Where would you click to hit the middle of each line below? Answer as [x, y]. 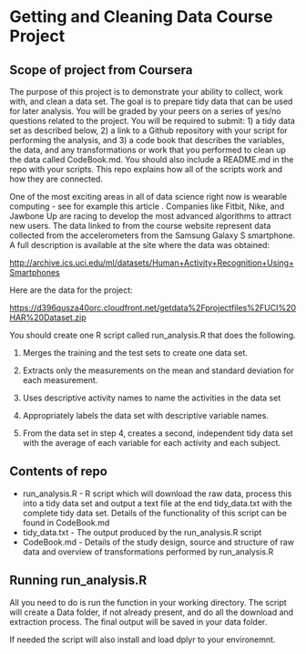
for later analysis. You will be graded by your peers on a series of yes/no [145, 111]
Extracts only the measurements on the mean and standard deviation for [158, 370]
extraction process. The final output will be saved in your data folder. [138, 621]
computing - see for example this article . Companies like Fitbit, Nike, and [147, 206]
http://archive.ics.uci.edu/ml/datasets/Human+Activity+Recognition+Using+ [152, 263]
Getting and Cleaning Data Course [141, 17]
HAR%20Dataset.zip [48, 317]
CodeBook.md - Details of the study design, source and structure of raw [158, 542]
